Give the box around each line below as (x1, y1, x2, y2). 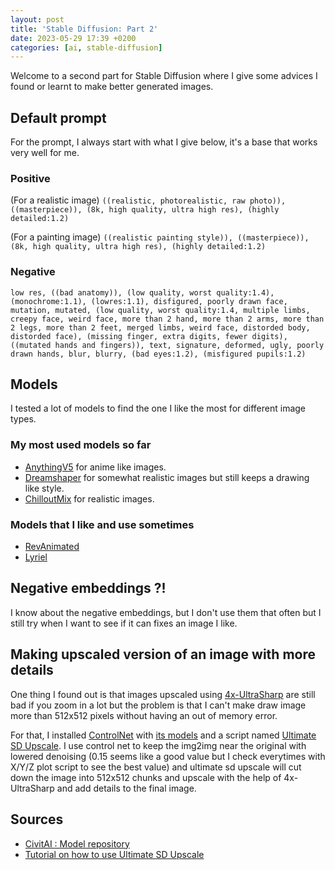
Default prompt (10, 109, 107, 126)
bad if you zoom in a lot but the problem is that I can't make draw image (10, 699, 307, 711)
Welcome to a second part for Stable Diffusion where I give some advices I (10, 70, 318, 82)
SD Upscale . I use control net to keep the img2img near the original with (10, 739, 307, 751)
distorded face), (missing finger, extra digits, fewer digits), (10, 331, 288, 341)
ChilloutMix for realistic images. (24, 492, 155, 505)
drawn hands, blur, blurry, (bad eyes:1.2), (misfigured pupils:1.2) (10, 349, 307, 359)
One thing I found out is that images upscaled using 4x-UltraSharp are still (10, 688, 316, 700)
